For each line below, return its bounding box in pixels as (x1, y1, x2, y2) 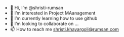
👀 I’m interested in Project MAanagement (10, 10, 96, 16)
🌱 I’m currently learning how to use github (10, 15, 98, 21)
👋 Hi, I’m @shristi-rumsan (10, 5, 64, 10)
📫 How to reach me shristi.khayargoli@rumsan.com (10, 26, 119, 32)
